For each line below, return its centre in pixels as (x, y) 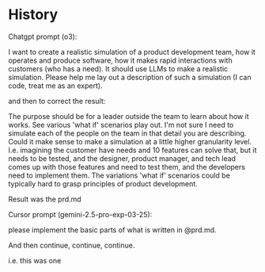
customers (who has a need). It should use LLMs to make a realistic (118, 68)
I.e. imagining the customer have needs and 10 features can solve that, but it (132, 150)
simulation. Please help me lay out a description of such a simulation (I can (130, 77)
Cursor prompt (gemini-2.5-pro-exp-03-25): (80, 214)
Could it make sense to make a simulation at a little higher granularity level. (130, 141)
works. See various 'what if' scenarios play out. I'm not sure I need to (121, 125)
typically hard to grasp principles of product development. (103, 183)
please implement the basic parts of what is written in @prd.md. (112, 230)
